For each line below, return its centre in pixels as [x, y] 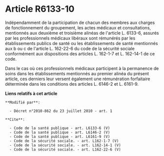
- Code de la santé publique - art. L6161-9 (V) [60, 136]
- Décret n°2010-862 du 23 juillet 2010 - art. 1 [61, 111]
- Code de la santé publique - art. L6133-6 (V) [60, 128]
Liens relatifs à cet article [31, 93]
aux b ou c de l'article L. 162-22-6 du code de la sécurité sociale [70, 48]
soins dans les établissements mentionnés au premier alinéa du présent [77, 73]
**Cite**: [15, 119]
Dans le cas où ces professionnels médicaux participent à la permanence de [82, 68]
